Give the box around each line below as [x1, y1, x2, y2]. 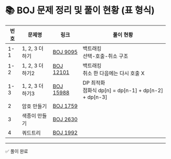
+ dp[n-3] [82, 93, 108, 101]
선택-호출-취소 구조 [82, 52, 129, 59]
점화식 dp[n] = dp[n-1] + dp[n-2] [82, 87, 163, 94]
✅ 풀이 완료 [5, 148, 28, 154]
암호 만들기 [22, 103, 47, 110]
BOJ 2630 [52, 115, 78, 122]
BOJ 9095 [52, 48, 78, 55]
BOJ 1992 [52, 129, 78, 136]
